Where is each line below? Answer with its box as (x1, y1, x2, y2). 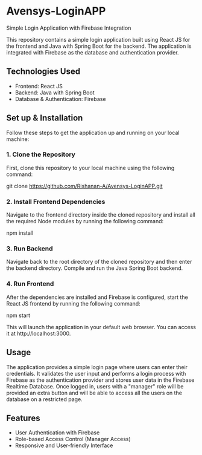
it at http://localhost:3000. (6, 330, 71, 337)
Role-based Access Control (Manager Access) (14, 436, 131, 443)
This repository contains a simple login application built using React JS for (6, 36, 191, 43)
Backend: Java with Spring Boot (14, 89, 95, 96)
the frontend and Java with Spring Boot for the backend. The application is (6, 42, 192, 50)
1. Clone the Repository (6, 150, 75, 159)
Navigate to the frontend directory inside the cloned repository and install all (6, 211, 196, 218)
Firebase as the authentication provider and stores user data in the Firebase (6, 376, 195, 384)
